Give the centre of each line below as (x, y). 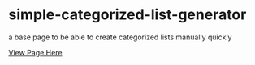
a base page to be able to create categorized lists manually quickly (120, 37)
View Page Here (35, 52)
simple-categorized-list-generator (127, 15)
